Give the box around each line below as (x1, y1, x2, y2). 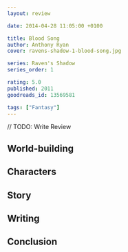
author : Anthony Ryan (7, 41, 70, 48)
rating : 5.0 (7, 79, 41, 86)
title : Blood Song (7, 35, 60, 42)
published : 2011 (7, 85, 54, 92)
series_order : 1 (7, 67, 54, 73)
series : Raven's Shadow (7, 60, 76, 67)
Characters (7, 166, 56, 178)
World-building (7, 142, 74, 154)
